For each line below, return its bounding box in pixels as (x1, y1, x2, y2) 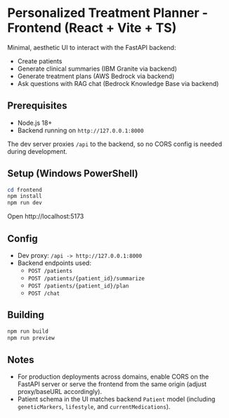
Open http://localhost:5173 (7, 212, 84, 221)
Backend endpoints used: (17, 259, 91, 267)
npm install (7, 192, 42, 200)
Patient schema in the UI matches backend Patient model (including (17, 395, 216, 403)
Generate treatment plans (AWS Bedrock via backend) (17, 72, 175, 80)
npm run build (7, 328, 49, 335)
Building (7, 309, 44, 321)
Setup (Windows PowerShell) (7, 168, 138, 180)
